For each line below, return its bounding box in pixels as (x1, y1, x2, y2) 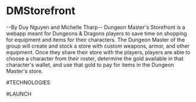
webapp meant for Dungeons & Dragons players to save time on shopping (6, 29, 187, 37)
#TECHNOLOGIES (6, 78, 50, 86)
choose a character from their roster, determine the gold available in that (6, 55, 184, 62)
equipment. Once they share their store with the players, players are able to (6, 48, 191, 55)
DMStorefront (6, 4, 75, 18)
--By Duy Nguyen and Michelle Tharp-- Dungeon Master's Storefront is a (6, 24, 185, 31)
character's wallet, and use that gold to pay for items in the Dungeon (6, 61, 174, 68)
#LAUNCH (6, 90, 31, 97)
